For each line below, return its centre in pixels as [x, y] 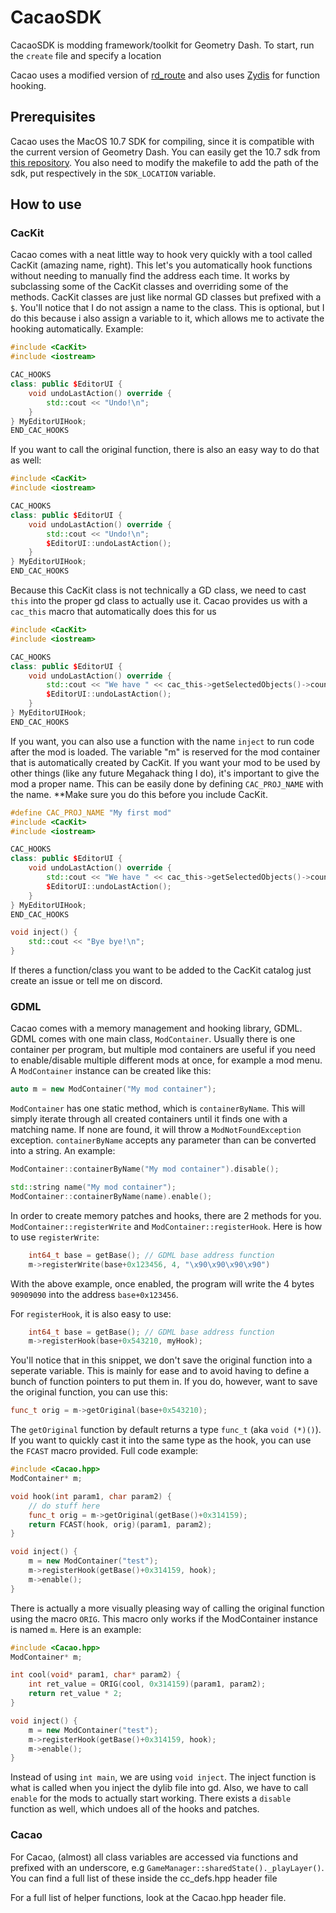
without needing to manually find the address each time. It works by [150, 276]
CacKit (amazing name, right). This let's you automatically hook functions [161, 265]
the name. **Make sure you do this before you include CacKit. [139, 794]
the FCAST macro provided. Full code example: [104, 1451]
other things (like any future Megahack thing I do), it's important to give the [165, 773]
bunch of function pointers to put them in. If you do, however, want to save [164, 1382]
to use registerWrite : [55, 1237]
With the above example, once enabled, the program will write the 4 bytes [162, 1283]
